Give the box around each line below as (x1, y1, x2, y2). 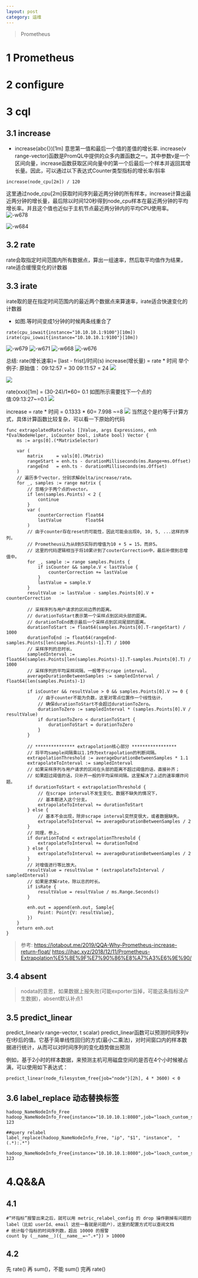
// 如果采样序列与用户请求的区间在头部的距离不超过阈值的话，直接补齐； (27, 766, 180, 772)
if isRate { (27, 883, 57, 889)
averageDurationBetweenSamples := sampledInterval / (27, 673, 160, 679)
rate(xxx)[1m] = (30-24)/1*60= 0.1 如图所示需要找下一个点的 (6, 388, 152, 395)
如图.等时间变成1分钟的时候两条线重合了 (14, 317, 112, 325)
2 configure (6, 78, 64, 92)
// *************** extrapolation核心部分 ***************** (27, 744, 177, 749)
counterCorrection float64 (37, 512, 104, 518)
